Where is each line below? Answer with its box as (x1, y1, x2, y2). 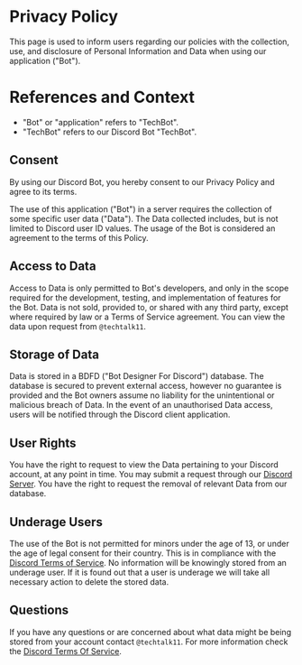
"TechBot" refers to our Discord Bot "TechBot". (22, 126, 197, 137)
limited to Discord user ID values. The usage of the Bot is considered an (9, 223, 276, 234)
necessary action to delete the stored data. (9, 576, 169, 587)
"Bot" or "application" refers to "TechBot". (22, 116, 178, 127)
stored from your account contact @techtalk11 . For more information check (9, 636, 288, 647)
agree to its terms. (9, 186, 78, 197)
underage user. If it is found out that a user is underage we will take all (9, 567, 270, 577)
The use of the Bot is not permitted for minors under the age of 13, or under (9, 538, 290, 549)
